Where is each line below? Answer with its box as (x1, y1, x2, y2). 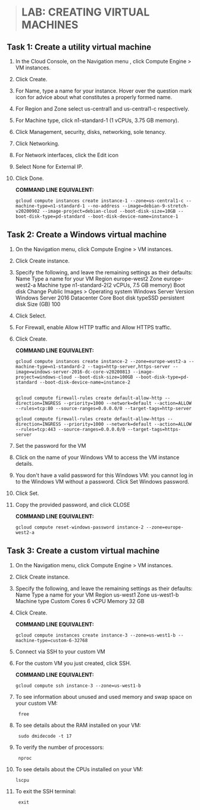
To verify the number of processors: (15, 744, 104, 751)
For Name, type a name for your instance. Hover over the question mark (15, 87, 192, 94)
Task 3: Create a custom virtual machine (7, 546, 160, 556)
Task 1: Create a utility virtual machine (7, 42, 151, 52)
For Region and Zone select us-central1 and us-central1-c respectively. (15, 105, 189, 112)
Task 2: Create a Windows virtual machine (7, 230, 167, 240)
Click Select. (15, 312, 46, 319)
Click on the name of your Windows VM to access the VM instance (15, 454, 180, 461)
